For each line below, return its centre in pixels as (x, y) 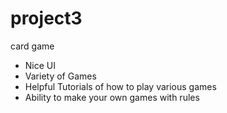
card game (32, 46)
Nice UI (40, 65)
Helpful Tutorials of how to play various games (120, 86)
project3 (46, 18)
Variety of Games (60, 76)
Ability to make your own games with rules (112, 97)
